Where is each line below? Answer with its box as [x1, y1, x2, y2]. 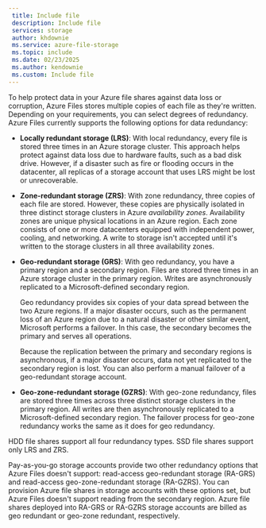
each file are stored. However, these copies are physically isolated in [19, 199, 245, 209]
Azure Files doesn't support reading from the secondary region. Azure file [8, 494, 250, 503]
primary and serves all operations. [19, 331, 133, 341]
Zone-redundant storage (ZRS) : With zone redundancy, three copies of [19, 191, 256, 200]
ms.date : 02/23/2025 [11, 56, 80, 64]
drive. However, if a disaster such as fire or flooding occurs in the [19, 158, 234, 168]
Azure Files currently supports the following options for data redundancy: [8, 118, 249, 127]
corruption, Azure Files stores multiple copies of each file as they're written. [8, 101, 256, 110]
